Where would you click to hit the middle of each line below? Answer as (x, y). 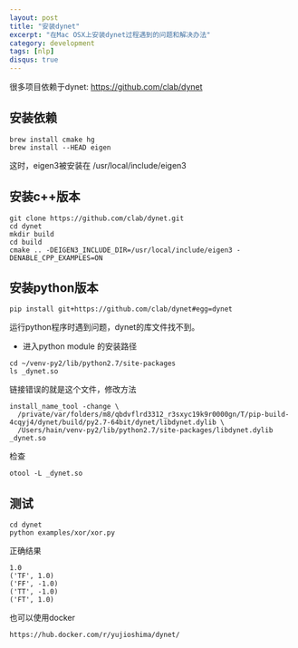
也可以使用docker (42, 618)
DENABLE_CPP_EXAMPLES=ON (56, 258)
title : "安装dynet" (45, 26)
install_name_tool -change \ (64, 407)
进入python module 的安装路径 (80, 346)
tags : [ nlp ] (32, 52)
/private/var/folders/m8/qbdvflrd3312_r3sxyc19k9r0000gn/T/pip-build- (154, 415)
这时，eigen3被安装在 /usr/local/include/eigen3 (98, 165)
